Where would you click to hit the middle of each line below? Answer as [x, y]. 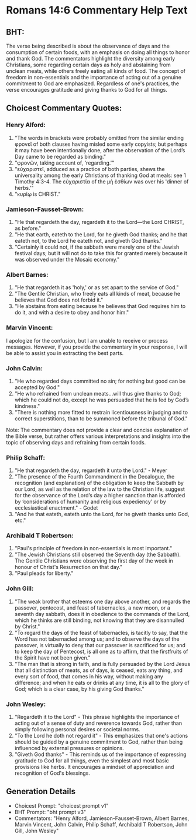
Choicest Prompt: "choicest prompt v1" [61, 805]
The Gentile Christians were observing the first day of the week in [94, 561]
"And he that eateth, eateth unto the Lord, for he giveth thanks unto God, [102, 514]
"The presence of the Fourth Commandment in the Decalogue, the [94, 477]
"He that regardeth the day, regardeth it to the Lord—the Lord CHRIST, [99, 222]
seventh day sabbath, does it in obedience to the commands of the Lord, [102, 614]
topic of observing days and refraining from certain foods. [76, 442]
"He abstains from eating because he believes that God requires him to [100, 306]
